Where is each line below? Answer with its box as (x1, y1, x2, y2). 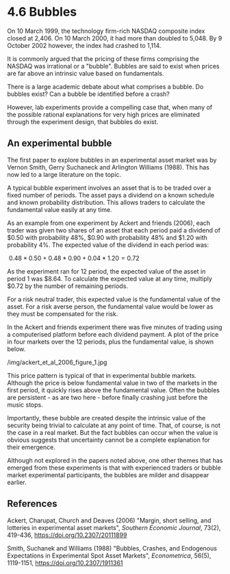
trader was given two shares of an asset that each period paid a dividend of (7, 226, 221, 234)
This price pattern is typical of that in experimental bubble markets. (7, 371, 197, 379)
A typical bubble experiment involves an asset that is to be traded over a (7, 183, 212, 192)
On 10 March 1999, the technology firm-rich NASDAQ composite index (7, 27, 205, 35)
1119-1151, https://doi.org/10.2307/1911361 (7, 558, 123, 566)
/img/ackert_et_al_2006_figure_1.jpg (7, 358, 107, 366)
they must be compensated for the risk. (7, 309, 118, 318)
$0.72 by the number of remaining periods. (7, 282, 129, 290)
